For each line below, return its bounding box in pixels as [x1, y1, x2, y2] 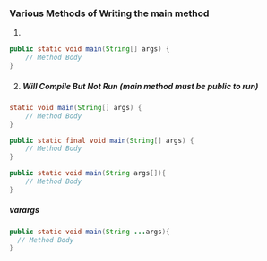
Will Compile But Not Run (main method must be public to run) [22, 80, 259, 91]
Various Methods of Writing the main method [9, 7, 210, 20]
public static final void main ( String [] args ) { [9, 136, 194, 145]
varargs [9, 205, 40, 215]
